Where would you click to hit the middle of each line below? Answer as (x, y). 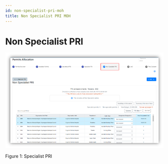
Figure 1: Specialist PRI (29, 156)
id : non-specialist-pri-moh (35, 11)
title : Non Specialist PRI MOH (38, 16)
